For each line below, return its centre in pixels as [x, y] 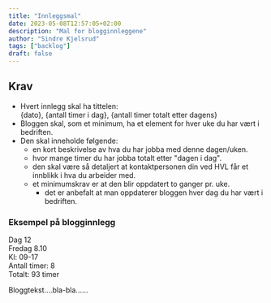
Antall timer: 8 [32, 266]
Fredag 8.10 [28, 249]
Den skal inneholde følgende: [69, 141]
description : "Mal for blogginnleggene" [78, 31]
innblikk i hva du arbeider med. [84, 175]
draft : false [30, 54]
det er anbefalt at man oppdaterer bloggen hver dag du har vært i [154, 193]
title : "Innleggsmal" [45, 16]
